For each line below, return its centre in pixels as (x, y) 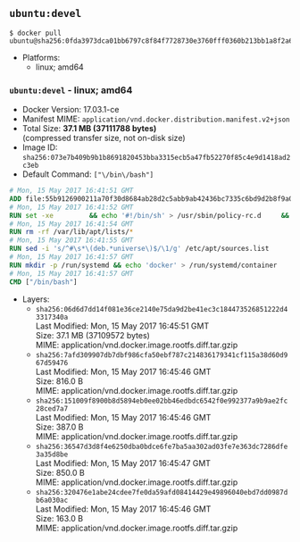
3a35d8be (52, 454)
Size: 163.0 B (59, 518)
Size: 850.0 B (60, 472)
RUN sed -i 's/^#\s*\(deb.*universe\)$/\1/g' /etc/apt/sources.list (139, 249)
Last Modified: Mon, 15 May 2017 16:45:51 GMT (122, 326)
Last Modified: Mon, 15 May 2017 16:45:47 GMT (123, 463)
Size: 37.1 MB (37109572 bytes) (92, 335)
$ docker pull (36, 33)
